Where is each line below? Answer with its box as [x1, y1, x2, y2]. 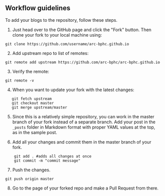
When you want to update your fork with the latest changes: [12, 87, 134, 93]
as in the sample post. [12, 129, 58, 135]
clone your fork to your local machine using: [12, 32, 102, 38]
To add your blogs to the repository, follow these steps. [5, 17, 118, 23]
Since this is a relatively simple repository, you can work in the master [12, 113, 155, 119]
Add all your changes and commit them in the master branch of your [12, 139, 152, 145]
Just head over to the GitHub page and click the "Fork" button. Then [12, 27, 152, 33]
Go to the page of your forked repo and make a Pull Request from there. [12, 185, 159, 191]
